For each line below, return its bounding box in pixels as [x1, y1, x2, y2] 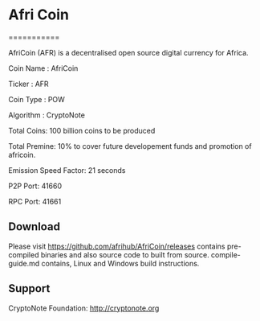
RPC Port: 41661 [8, 196, 62, 206]
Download [8, 220, 60, 234]
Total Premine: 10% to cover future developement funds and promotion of [8, 141, 252, 150]
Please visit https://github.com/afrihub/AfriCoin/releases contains [8, 241, 225, 251]
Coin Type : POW [8, 94, 66, 104]
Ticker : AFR [8, 79, 50, 88]
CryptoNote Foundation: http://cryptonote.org [8, 303, 160, 313]
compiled [8, 249, 39, 259]
